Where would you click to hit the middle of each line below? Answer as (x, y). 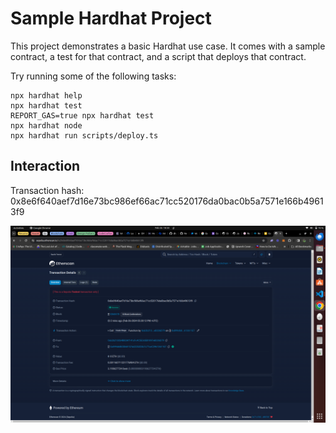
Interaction (45, 166)
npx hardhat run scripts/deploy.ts (84, 135)
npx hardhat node (46, 125)
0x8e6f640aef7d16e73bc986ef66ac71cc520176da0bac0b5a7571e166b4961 (167, 201)
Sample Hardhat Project (111, 18)
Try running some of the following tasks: (93, 76)
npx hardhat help (46, 95)
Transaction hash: (47, 190)
